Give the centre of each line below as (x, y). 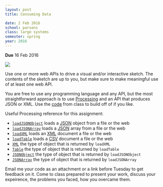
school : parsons (21, 27)
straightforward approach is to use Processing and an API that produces (78, 99)
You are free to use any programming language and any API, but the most (79, 93)
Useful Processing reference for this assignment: (54, 114)
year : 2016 (16, 41)
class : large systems (27, 32)
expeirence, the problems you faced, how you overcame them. (68, 179)
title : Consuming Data (28, 14)
